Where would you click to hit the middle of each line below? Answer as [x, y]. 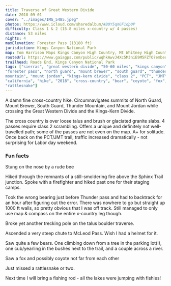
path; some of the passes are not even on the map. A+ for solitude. [95, 132]
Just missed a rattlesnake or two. [40, 268]
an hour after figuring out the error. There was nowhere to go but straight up [85, 203]
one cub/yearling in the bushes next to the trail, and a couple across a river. [84, 248]
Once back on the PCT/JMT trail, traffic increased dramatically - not [76, 137]
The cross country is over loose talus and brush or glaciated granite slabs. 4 [85, 121]
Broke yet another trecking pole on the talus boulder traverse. [70, 223]
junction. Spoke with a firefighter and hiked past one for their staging [77, 182]
